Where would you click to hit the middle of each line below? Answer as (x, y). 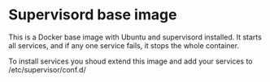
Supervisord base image (93, 15)
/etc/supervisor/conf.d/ (48, 69)
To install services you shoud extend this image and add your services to (131, 61)
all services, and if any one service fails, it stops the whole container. (124, 45)
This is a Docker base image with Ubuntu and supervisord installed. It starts (135, 37)
